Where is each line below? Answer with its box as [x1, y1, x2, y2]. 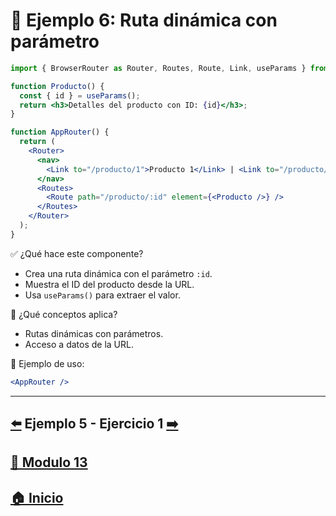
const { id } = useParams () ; [19, 90, 141, 101]
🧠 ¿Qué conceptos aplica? [10, 308, 118, 320]
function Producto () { [10, 81, 105, 91]
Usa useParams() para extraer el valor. [24, 289, 181, 301]
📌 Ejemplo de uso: [10, 357, 85, 369]
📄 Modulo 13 [10, 454, 88, 471]
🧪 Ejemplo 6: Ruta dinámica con [10, 9, 278, 32]
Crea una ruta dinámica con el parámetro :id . [24, 267, 213, 279]
